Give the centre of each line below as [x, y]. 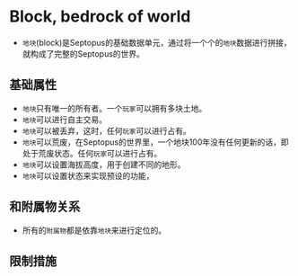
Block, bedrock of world [100, 17]
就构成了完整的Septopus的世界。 [83, 53]
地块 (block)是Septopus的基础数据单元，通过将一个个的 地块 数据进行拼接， [157, 42]
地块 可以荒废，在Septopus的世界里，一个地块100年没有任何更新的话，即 [155, 142]
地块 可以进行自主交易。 [65, 120]
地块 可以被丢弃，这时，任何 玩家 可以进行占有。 [106, 130]
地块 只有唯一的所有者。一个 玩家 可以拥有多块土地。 [114, 108]
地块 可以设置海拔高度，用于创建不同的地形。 [104, 165]
